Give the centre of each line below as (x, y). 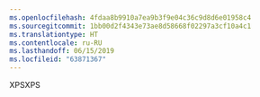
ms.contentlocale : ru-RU (56, 43)
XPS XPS (25, 85)
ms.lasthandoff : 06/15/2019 (62, 51)
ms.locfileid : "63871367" (58, 59)
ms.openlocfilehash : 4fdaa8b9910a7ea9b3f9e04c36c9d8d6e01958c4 (130, 18)
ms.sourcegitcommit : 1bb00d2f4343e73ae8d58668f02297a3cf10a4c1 (130, 26)
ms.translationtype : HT (54, 34)
